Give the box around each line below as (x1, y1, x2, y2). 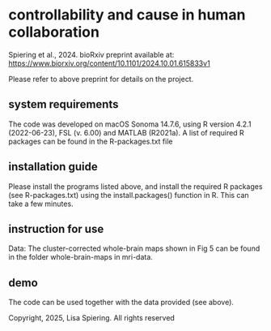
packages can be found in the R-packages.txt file (8, 136, 173, 146)
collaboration (8, 23, 100, 41)
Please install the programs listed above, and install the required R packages (8, 181, 263, 191)
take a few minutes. (8, 199, 74, 208)
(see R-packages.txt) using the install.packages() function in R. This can (8, 190, 249, 200)
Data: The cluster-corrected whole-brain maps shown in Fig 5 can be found (8, 243, 260, 253)
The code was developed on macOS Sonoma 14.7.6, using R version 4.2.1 (8, 119, 252, 129)
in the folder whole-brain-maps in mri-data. (8, 252, 154, 262)
